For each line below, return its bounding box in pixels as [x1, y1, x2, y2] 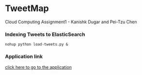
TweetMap [5, 3, 49, 14]
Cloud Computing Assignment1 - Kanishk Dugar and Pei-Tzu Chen [5, 19, 137, 25]
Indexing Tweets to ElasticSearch [5, 31, 85, 38]
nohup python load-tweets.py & [5, 42, 68, 47]
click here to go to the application [5, 64, 72, 70]
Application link [5, 53, 43, 60]
